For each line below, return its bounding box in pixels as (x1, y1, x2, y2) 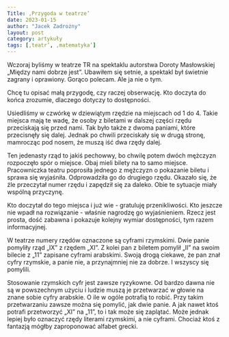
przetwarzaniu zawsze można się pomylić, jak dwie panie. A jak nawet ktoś (7, 301, 219, 308)
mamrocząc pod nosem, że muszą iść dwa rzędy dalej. (7, 138, 162, 146)
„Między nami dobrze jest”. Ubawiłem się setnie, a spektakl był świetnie (7, 68, 208, 76)
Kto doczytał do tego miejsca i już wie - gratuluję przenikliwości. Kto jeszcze (7, 201, 223, 209)
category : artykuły (7, 36, 63, 42)
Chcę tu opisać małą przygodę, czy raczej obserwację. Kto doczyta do (7, 88, 206, 97)
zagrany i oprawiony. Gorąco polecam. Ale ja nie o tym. (7, 75, 163, 83)
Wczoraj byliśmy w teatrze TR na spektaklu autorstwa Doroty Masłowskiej (7, 61, 215, 68)
